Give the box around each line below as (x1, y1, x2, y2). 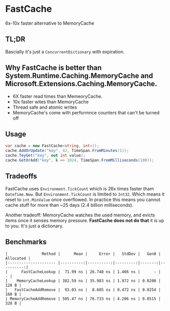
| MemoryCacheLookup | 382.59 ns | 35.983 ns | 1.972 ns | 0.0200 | (5, 278, 161, 283)
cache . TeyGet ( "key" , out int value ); (5, 153, 86, 158)
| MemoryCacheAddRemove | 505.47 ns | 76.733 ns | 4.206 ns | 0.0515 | (5, 296, 161, 301)
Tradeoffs (5, 172, 37, 181)
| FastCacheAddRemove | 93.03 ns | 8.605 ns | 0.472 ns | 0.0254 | (5, 287, 161, 293)
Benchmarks (5, 238, 47, 246)
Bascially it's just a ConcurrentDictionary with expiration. (5, 48, 125, 54)
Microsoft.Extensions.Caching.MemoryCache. (5, 80, 157, 88)
